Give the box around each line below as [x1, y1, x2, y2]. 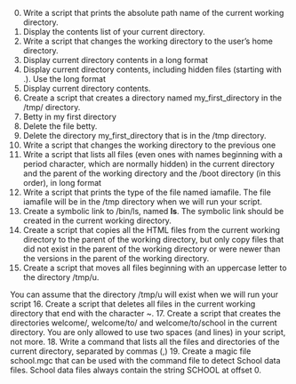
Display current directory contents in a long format [22, 55, 208, 65]
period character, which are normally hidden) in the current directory [22, 159, 275, 169]
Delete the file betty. [22, 121, 98, 132]
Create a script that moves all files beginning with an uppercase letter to [22, 262, 287, 273]
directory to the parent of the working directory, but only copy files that [22, 235, 284, 244]
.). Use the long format [22, 74, 106, 84]
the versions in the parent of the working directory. [22, 253, 210, 263]
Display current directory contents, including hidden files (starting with [22, 64, 283, 75]
